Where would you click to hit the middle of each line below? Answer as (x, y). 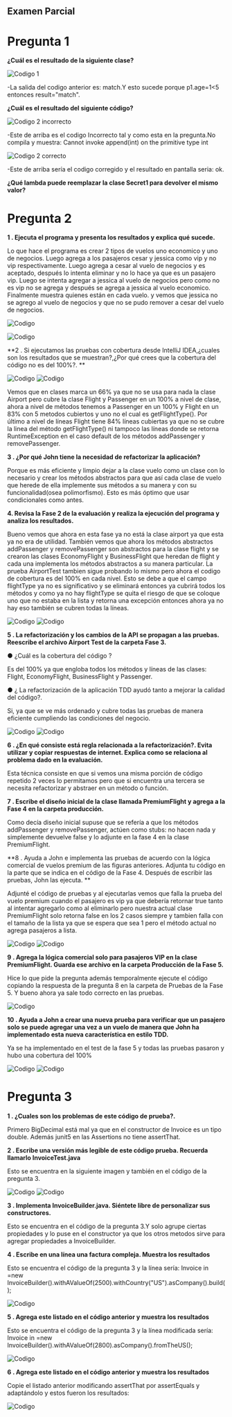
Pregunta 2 (40, 218)
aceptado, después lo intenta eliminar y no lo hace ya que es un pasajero (111, 273)
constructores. (29, 1213)
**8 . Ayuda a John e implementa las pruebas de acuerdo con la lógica (109, 858)
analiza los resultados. (41, 521)
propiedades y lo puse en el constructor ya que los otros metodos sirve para (116, 1234)
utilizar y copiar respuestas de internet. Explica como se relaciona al (107, 753)
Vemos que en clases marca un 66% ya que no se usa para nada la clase (111, 392)
